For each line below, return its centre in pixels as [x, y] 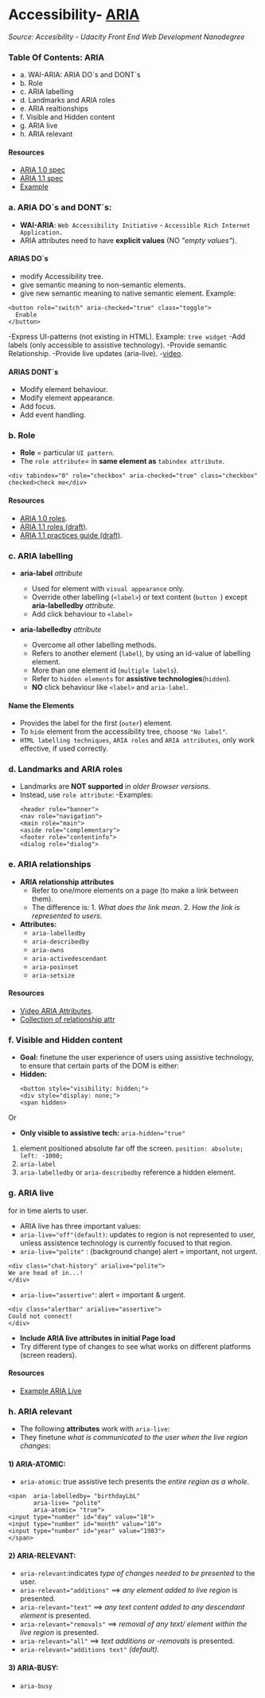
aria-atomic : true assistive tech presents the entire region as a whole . [134, 1482]
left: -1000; [41, 1156]
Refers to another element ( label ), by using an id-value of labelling [141, 653]
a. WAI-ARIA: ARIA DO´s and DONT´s [80, 75]
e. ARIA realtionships [54, 108]
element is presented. [55, 1616]
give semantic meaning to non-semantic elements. [103, 284]
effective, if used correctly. [64, 749]
